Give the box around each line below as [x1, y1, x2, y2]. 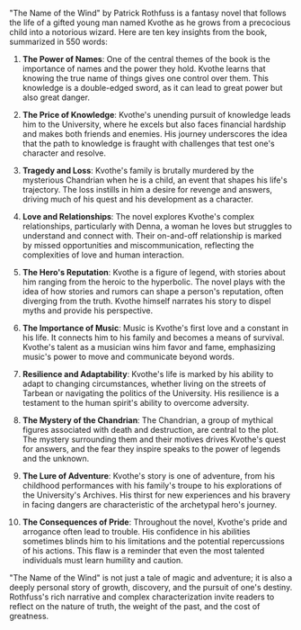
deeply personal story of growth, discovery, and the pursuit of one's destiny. [9, 582, 293, 592]
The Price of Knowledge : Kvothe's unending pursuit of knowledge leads [22, 110, 291, 120]
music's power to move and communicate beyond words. [22, 351, 235, 362]
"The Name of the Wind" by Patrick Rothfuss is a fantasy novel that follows [9, 8, 287, 18]
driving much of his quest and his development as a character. [22, 193, 254, 204]
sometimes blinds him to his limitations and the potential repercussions [22, 535, 285, 546]
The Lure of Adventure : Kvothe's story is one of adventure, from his [22, 471, 276, 481]
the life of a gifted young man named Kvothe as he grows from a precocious [9, 17, 291, 28]
